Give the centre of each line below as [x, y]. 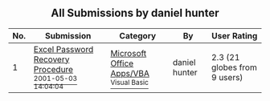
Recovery [51, 59]
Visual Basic [129, 82]
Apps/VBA [130, 73]
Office [122, 63]
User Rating [235, 35]
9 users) [227, 77]
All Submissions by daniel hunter [135, 13]
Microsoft [129, 53]
